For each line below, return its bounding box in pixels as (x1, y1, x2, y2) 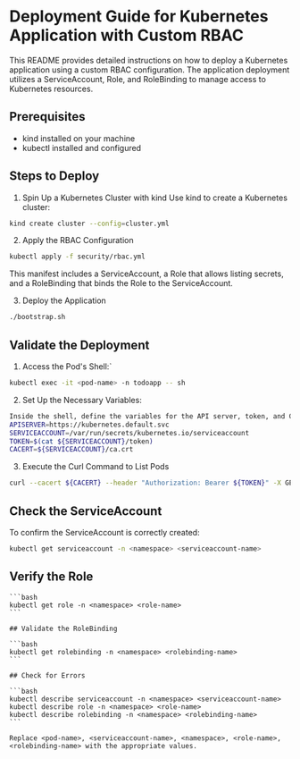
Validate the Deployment (9, 337, 150, 352)
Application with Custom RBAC (9, 25, 244, 46)
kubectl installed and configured (21, 142, 141, 153)
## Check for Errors (9, 670, 87, 680)
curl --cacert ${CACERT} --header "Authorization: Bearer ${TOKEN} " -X (9, 478, 281, 488)
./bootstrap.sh (9, 313, 66, 322)
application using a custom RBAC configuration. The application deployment (9, 64, 290, 75)
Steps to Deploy (9, 168, 100, 184)
